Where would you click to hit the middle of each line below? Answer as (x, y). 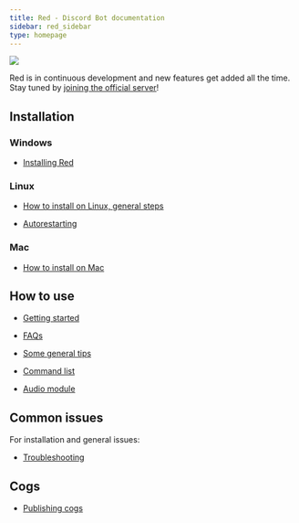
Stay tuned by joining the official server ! (84, 88)
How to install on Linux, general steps (93, 206)
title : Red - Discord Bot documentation (88, 18)
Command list (49, 371)
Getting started (51, 318)
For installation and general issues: (75, 440)
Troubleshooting (53, 457)
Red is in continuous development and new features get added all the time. (150, 78)
